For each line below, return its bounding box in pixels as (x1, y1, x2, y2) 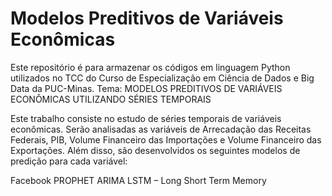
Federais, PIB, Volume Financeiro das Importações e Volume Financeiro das (10, 133, 322, 146)
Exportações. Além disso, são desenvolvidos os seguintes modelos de (10, 144, 301, 156)
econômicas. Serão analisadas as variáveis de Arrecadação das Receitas (10, 123, 312, 135)
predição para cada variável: (10, 155, 128, 167)
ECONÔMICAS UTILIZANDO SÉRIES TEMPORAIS (10, 93, 212, 105)
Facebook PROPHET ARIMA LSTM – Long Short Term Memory (10, 174, 267, 186)
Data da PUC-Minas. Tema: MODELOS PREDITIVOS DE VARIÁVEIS (10, 82, 283, 94)
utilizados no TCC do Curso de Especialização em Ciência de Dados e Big (10, 72, 315, 84)
